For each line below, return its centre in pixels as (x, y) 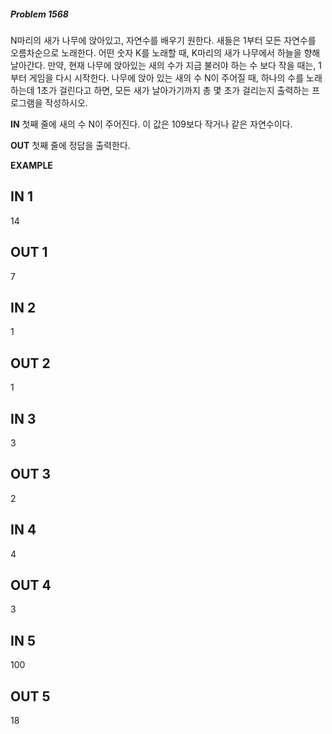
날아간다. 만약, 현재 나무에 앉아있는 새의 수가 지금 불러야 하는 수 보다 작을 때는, (163, 65)
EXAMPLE (31, 165)
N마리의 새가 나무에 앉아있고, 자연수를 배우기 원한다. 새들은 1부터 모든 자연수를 (163, 40)
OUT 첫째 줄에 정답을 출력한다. (70, 145)
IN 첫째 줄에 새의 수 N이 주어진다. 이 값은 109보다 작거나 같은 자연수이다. (151, 124)
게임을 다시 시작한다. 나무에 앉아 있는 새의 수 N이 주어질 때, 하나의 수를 (166, 77)
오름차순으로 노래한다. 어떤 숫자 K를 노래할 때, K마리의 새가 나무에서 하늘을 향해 (165, 52)
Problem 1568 (39, 14)
